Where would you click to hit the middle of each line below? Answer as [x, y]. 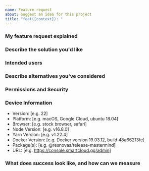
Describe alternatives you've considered [55, 76]
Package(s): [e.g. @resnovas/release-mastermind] [64, 145]
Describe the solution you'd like [44, 50]
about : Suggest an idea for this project [49, 14]
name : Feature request [28, 10]
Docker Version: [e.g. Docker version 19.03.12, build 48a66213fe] [78, 140]
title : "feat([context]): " [34, 19]
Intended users [24, 63]
